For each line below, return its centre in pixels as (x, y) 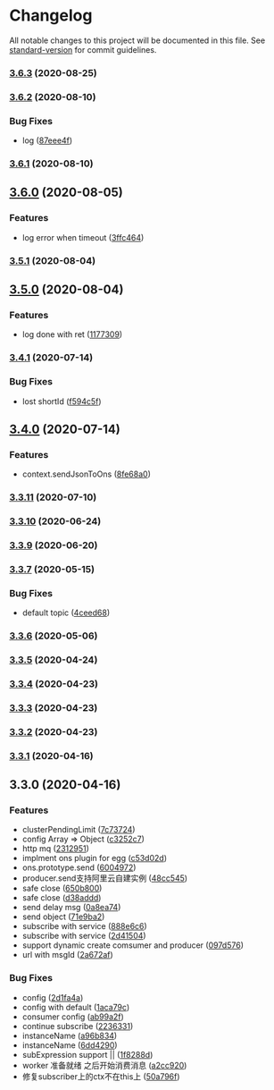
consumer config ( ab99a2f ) (73, 1017)
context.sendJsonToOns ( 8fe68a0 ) (87, 474)
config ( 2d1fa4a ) (53, 997)
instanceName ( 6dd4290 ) (70, 1045)
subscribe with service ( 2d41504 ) (84, 936)
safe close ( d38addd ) (62, 898)
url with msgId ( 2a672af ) (67, 955)
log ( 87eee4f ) (47, 140)
